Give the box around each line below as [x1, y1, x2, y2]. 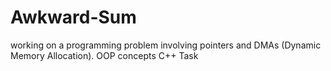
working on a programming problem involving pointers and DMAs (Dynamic [10, 39, 322, 51]
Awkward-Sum [10, 6, 137, 29]
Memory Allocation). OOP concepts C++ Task [10, 49, 199, 61]
